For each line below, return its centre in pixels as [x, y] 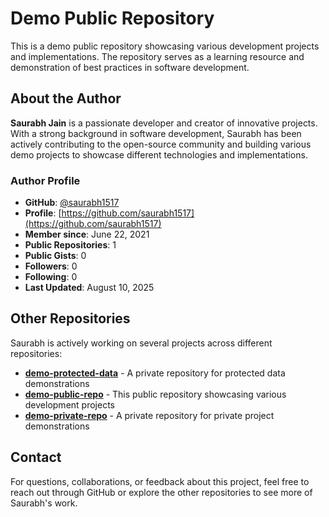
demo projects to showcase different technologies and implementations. [159, 154]
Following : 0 [51, 277]
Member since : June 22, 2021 [87, 234]
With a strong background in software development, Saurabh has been [156, 133]
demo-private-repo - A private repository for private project [149, 415]
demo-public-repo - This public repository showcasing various [155, 394]
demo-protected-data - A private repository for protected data [155, 373]
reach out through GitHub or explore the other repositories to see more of [161, 492]
